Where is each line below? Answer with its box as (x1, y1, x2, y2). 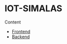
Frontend (11, 28, 31, 34)
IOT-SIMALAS (4, 3, 63, 14)
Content (4, 19, 21, 25)
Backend (11, 34, 30, 40)
